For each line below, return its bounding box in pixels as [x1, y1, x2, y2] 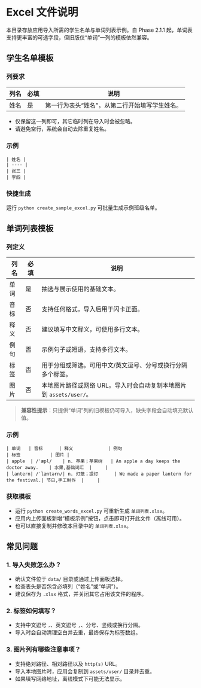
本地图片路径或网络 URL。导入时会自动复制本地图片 [41, 381, 187, 389]
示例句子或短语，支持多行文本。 [41, 345, 132, 354]
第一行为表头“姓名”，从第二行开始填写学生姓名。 [45, 101, 182, 109]
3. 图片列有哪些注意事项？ [6, 646, 81, 654]
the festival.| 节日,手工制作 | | [6, 477, 100, 483]
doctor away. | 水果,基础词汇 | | [6, 465, 108, 471]
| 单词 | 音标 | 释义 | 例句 [6, 446, 123, 452]
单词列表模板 [6, 223, 54, 233]
